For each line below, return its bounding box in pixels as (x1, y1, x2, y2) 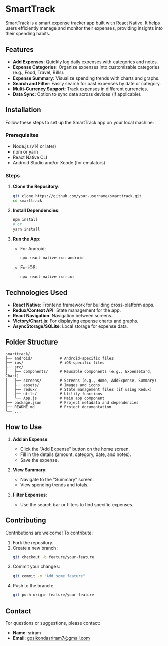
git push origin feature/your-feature (12, 592, 94, 598)
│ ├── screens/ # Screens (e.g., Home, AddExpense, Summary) (5, 378, 157, 383)
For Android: (20, 245, 46, 251)
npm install (12, 217, 38, 222)
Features (5, 45, 34, 54)
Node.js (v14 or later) (12, 143, 57, 149)
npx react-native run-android (20, 255, 84, 260)
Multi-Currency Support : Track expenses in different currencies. (12, 86, 148, 92)
